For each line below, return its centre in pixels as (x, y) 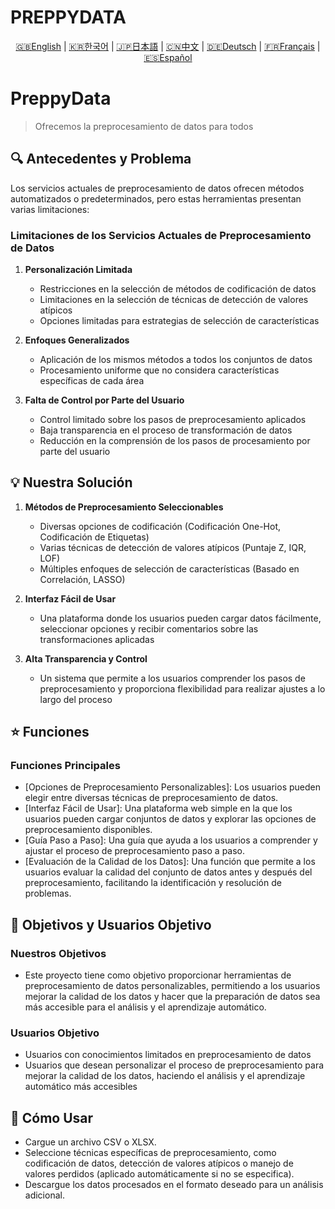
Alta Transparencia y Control (86, 658)
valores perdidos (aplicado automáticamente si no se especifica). (159, 1174)
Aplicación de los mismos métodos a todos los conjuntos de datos (176, 359)
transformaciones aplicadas (97, 639)
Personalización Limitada (78, 269)
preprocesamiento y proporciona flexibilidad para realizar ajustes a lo (182, 688)
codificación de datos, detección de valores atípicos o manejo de (159, 1163)
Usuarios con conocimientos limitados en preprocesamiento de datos (168, 1055)
